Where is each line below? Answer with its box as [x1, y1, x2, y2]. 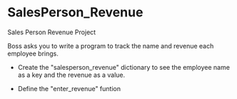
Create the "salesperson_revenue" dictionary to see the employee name [17, 63, 231, 71]
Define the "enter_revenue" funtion [17, 84, 121, 93]
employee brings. [7, 49, 59, 58]
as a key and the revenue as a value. [17, 71, 126, 79]
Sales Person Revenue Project [7, 28, 96, 36]
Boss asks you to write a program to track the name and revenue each [7, 41, 214, 50]
